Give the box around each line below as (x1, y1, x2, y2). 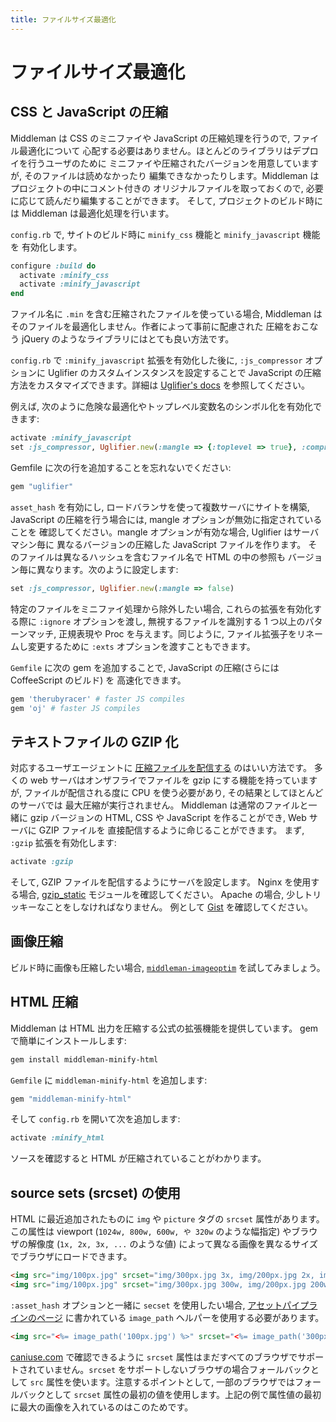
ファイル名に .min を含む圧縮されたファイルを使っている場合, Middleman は (10, 308, 323, 320)
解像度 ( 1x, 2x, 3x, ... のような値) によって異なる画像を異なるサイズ (27, 1238, 318, 1250)
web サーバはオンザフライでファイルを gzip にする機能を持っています (29, 774, 318, 786)
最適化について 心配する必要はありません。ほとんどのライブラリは (18, 144, 293, 156)
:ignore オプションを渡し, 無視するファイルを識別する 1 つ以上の (38, 615, 306, 627)
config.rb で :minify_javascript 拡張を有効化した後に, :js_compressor (10, 354, 303, 366)
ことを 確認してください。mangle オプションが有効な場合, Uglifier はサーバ (10, 526, 320, 538)
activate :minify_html (10, 1133, 105, 1143)
